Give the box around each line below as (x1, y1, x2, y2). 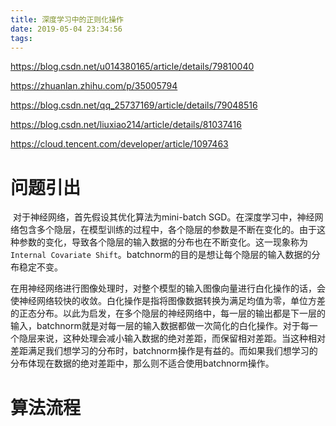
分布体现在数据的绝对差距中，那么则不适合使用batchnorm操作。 (10, 357, 275, 370)
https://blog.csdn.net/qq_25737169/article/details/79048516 (10, 99, 258, 111)
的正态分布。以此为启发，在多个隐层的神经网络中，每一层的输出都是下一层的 (10, 307, 326, 320)
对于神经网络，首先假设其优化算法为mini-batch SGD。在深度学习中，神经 (12, 211, 315, 223)
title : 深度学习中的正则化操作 (10, 14, 124, 25)
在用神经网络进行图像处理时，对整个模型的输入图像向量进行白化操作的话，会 (10, 282, 326, 295)
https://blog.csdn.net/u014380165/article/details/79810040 (10, 61, 255, 73)
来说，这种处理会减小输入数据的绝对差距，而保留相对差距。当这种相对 (36, 332, 326, 345)
